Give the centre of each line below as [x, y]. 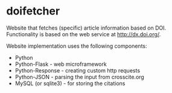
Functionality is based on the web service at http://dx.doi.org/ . [84, 34]
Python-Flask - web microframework [61, 64]
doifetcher [33, 11]
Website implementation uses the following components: [77, 46]
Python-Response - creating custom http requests [78, 70]
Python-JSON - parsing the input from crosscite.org [80, 77]
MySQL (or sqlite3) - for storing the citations [70, 83]
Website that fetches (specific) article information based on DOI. [86, 28]
